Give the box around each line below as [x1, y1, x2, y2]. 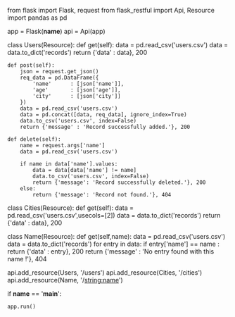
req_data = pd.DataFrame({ [20, 74, 99, 81]
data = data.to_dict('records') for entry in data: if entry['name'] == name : [7, 240, 220, 248]
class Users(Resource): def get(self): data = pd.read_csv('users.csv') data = [7, 41, 229, 49]
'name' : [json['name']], [32, 80, 125, 87]
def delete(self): [7, 136, 61, 143]
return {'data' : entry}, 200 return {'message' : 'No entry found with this [7, 247, 215, 256]
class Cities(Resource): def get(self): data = [7, 204, 134, 212]
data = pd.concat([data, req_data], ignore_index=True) [20, 111, 188, 118]
